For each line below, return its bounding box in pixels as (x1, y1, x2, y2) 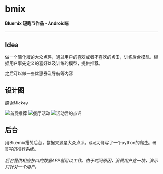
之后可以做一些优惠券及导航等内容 (5, 70, 73, 76)
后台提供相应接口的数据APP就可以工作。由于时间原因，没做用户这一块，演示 (5, 158, 158, 164)
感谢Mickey (5, 100, 28, 106)
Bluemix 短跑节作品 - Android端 (5, 20, 69, 26)
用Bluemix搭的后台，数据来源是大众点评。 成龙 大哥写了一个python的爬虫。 (5, 139, 153, 145)
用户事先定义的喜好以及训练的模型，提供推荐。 (9, 60, 103, 66)
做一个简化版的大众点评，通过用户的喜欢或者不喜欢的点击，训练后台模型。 (5, 54, 154, 60)
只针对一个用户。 (5, 164, 39, 170)
